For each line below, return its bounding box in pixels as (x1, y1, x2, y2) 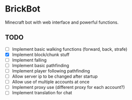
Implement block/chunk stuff (12, 52, 70, 57)
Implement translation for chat (12, 90, 73, 96)
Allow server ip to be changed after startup (12, 73, 98, 79)
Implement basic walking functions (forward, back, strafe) (12, 46, 128, 52)
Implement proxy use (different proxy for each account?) (12, 85, 125, 90)
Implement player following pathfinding (12, 68, 90, 73)
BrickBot (5, 3, 41, 14)
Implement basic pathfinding (12, 62, 69, 68)
